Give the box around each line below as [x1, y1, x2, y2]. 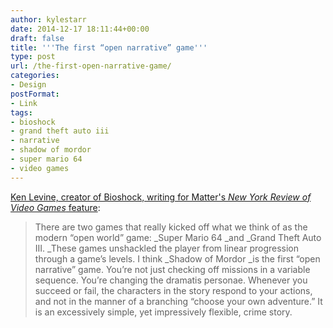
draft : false [10, 33, 65, 43]
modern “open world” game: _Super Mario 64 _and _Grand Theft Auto [34, 231, 322, 243]
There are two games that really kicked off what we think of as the [34, 221, 308, 233]
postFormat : [10, 89, 60, 99]
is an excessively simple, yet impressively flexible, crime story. [34, 306, 293, 318]
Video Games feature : [10, 201, 101, 213]
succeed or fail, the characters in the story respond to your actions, [34, 284, 313, 296]
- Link [10, 98, 38, 108]
